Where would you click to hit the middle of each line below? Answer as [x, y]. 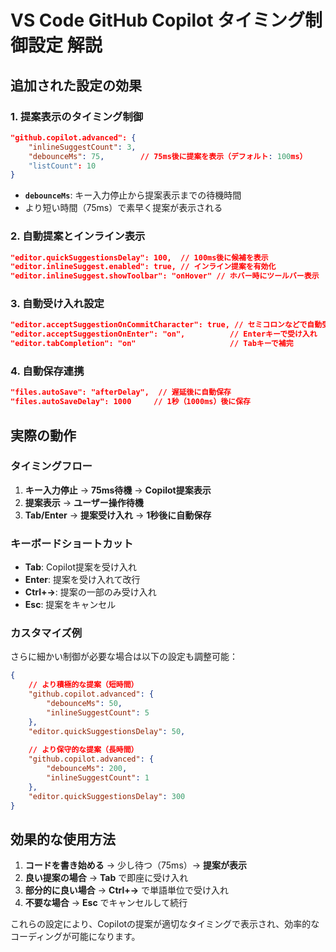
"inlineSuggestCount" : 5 [98, 712]
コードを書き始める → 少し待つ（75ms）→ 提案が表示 [136, 865]
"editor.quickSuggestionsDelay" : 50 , [107, 731]
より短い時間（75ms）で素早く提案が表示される [123, 208]
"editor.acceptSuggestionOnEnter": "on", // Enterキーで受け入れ [164, 334]
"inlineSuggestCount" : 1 [98, 778]
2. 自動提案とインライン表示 [78, 236]
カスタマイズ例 [46, 633]
